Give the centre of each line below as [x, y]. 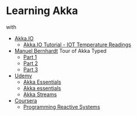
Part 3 [31, 69]
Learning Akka [42, 11]
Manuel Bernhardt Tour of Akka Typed [60, 50]
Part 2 [30, 63]
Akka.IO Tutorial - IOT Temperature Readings [77, 45]
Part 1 [30, 57]
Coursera [26, 100]
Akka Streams [40, 94]
